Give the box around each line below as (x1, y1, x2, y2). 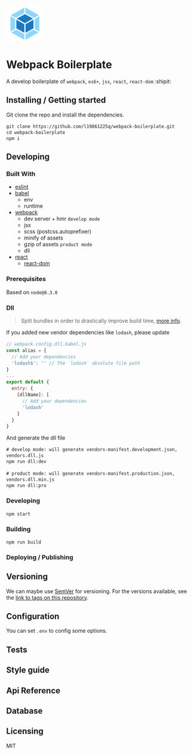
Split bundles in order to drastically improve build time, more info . (20, 317, 182, 325)
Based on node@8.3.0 (6, 288, 58, 295)
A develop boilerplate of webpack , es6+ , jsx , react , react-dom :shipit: (6, 77, 171, 85)
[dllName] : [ (17, 392, 50, 398)
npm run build (6, 539, 42, 545)
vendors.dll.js (6, 453, 44, 459)
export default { (6, 379, 50, 385)
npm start (6, 511, 31, 517)
